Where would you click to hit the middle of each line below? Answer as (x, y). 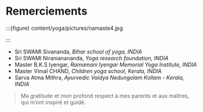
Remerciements (47, 11)
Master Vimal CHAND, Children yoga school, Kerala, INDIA (88, 71)
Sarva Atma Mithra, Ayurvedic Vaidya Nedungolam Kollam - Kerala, (99, 77)
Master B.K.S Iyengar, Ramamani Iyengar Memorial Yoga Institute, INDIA (106, 65)
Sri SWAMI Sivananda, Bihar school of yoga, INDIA (78, 51)
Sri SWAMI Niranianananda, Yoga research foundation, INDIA (91, 58)
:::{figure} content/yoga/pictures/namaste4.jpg (64, 28)
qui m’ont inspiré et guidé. (53, 102)
